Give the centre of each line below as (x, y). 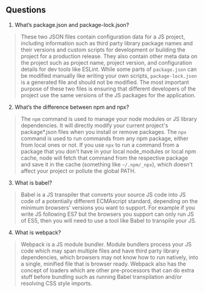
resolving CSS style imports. (56, 283)
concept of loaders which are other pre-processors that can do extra (107, 270)
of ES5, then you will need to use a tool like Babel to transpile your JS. (108, 220)
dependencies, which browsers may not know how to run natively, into (109, 257)
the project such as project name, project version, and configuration (106, 62)
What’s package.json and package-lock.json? (72, 24)
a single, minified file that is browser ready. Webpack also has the (103, 264)
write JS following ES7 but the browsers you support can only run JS (107, 214)
